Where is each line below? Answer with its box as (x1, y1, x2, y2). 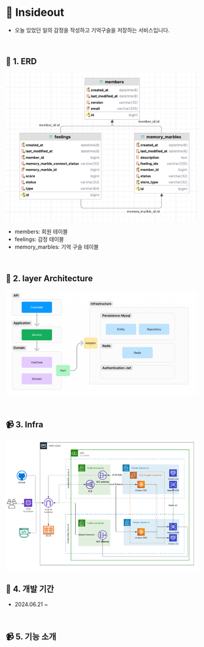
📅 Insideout (5, 5, 65, 20)
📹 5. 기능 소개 (5, 632, 56, 642)
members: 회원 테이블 (14, 228, 68, 236)
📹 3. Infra (5, 419, 43, 430)
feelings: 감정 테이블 (14, 236, 65, 243)
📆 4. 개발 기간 (5, 584, 54, 595)
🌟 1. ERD (5, 56, 37, 67)
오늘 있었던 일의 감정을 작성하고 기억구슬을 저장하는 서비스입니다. (14, 26, 170, 34)
